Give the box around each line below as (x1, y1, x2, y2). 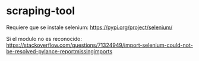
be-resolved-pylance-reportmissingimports (6, 47, 113, 54)
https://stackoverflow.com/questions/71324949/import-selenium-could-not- (6, 41, 193, 49)
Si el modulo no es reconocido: (6, 35, 82, 42)
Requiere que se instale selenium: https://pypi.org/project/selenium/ (6, 24, 173, 31)
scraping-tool (6, 4, 75, 18)
